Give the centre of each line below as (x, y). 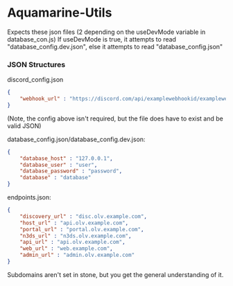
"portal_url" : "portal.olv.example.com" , (82, 229)
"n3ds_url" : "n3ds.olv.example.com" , (76, 236)
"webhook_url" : (43, 99)
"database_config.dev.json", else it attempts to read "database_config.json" (115, 46)
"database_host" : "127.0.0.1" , (66, 158)
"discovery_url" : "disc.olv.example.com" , (84, 216)
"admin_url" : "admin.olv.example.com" (77, 255)
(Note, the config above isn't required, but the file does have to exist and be (115, 118)
